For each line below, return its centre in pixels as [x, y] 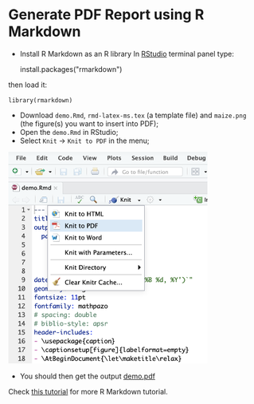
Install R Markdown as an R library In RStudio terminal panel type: [127, 53]
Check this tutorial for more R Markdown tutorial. [88, 391]
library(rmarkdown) [41, 100]
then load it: [28, 85]
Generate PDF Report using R [106, 15]
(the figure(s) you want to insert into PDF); [89, 123]
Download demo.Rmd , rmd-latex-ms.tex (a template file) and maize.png [133, 115]
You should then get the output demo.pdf [87, 376]
